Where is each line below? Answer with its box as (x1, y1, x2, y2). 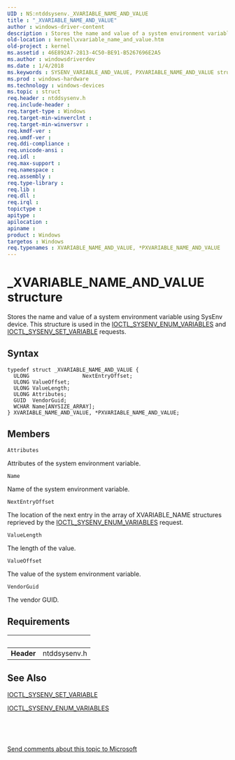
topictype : (7, 206, 42, 213)
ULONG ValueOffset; (13, 379, 71, 386)
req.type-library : (7, 179, 64, 186)
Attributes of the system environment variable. (7, 459, 141, 467)
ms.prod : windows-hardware (7, 75, 90, 83)
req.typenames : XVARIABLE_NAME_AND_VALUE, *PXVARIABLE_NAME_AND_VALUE (7, 244, 220, 252)
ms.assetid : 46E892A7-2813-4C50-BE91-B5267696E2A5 (7, 50, 161, 57)
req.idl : (7, 153, 36, 161)
